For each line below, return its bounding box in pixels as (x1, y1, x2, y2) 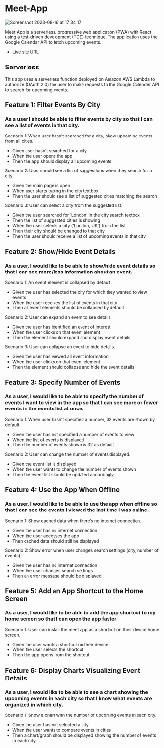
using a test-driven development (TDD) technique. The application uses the (5, 34, 158, 40)
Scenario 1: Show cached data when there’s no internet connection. (5, 518, 141, 524)
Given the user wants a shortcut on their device (12, 642, 109, 647)
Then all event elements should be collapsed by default (12, 305, 124, 311)
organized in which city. (5, 701, 64, 708)
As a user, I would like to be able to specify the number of (5, 393, 144, 400)
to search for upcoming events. (5, 87, 69, 93)
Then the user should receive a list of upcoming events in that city (12, 233, 146, 239)
